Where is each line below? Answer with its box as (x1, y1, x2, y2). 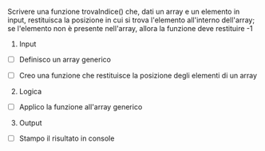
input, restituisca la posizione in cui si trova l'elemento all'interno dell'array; (7, 15, 255, 25)
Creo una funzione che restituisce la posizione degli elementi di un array (18, 71, 257, 81)
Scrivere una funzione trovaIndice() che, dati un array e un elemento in (7, 7, 240, 16)
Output (18, 118, 42, 128)
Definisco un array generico (18, 55, 111, 64)
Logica (18, 87, 42, 97)
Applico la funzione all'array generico (18, 102, 143, 112)
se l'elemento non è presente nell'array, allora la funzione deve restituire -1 (7, 24, 253, 33)
